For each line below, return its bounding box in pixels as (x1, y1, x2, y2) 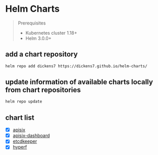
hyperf (12, 144, 27, 150)
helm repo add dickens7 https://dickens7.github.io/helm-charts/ (5, 63, 147, 69)
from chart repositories (5, 86, 81, 94)
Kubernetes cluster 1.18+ (25, 30, 78, 36)
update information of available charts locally (5, 77, 153, 87)
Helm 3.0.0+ (25, 35, 52, 41)
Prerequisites (17, 20, 46, 26)
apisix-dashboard (12, 133, 50, 139)
